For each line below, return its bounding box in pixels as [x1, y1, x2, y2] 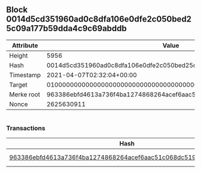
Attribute [11, 41, 38, 50]
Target [9, 80, 28, 89]
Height [9, 51, 28, 59]
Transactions [6, 124, 46, 132]
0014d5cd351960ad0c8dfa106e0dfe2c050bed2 [6, 14, 192, 25]
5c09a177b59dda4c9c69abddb [6, 23, 127, 34]
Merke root [9, 90, 41, 98]
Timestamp [9, 71, 41, 79]
